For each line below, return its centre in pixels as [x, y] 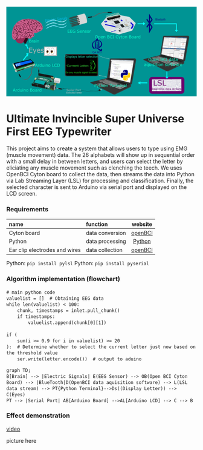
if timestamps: [36, 316]
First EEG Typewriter [59, 132]
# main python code [31, 292]
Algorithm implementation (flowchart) [63, 279]
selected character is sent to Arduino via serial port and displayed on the [97, 187]
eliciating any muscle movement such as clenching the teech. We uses [94, 168]
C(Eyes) [16, 394]
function [97, 224]
